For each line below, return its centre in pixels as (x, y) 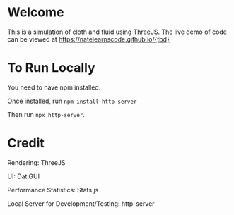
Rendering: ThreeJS (36, 162)
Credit (26, 143)
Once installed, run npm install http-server (72, 101)
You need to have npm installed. (54, 87)
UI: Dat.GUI (24, 176)
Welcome (36, 12)
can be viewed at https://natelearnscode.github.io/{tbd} (88, 39)
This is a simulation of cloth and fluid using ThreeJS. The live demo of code (117, 32)
